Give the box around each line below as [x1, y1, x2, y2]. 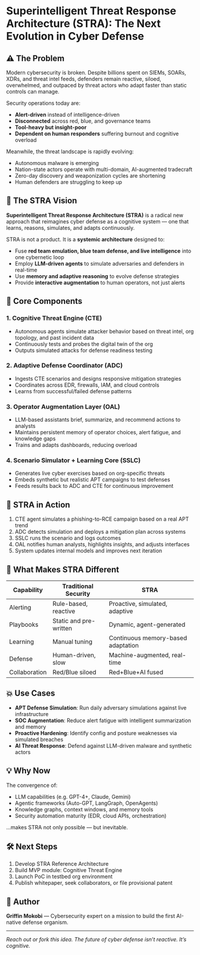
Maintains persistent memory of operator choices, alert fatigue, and [14, 429, 181, 436]
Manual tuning [52, 637, 93, 646]
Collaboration [9, 668, 47, 677]
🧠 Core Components [6, 296, 83, 306]
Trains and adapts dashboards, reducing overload [14, 441, 137, 449]
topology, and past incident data [14, 334, 94, 341]
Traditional [62, 582, 93, 590]
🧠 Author [6, 897, 40, 907]
